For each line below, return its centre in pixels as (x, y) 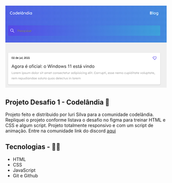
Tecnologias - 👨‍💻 (33, 147)
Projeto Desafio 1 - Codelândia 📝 (58, 102)
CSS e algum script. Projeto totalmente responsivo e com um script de (79, 126)
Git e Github (25, 175)
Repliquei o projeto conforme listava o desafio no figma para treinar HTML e (85, 120)
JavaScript (24, 170)
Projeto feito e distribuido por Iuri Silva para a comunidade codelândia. (80, 115)
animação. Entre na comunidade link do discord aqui (61, 131)
